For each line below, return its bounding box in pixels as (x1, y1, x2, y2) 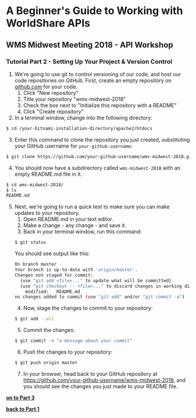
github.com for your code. (14, 83, 78, 90)
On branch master (14, 262, 57, 268)
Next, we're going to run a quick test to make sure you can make (14, 203, 170, 210)
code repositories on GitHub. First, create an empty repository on (14, 77, 172, 84)
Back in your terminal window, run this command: (23, 228, 142, 235)
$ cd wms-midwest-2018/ (6, 181, 64, 188)
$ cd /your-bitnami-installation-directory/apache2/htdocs (6, 125, 153, 131)
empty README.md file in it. (14, 170, 83, 177)
